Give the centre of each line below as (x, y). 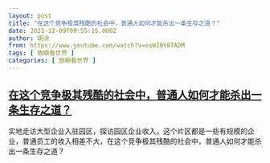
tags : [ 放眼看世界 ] (41, 53)
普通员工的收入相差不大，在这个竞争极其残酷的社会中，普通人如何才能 (138, 141)
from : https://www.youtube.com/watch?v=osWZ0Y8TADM (96, 46)
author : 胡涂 (29, 38)
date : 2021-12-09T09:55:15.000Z (62, 31)
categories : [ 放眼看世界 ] (52, 61)
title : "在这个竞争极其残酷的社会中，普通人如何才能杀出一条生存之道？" (115, 23)
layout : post (30, 16)
